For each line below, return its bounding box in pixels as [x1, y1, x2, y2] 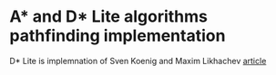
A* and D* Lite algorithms [9, 6, 208, 27]
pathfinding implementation [9, 25, 226, 46]
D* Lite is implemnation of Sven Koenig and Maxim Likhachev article [9, 55, 267, 66]
